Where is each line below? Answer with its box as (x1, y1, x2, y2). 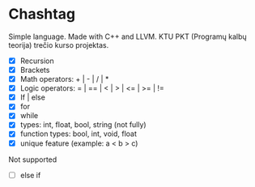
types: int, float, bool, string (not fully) (19, 120, 147, 130)
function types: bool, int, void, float (19, 129, 138, 138)
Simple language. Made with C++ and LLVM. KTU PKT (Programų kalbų (8, 32, 247, 41)
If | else (19, 92, 46, 102)
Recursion (19, 56, 54, 66)
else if (19, 170, 41, 180)
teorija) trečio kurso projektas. (8, 40, 109, 49)
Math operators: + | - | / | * (19, 74, 109, 84)
